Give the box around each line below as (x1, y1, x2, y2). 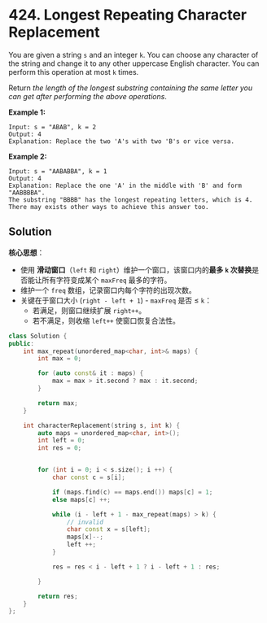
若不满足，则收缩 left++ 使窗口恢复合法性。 (32, 316, 181, 325)
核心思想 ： (8, 247, 45, 257)
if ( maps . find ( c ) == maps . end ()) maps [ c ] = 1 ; (51, 488, 213, 496)
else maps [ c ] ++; (51, 495, 112, 503)
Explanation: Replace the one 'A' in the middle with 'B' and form (8, 181, 243, 190)
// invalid (66, 518, 104, 526)
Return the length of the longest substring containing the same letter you (8, 83, 253, 93)
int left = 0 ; (37, 437, 85, 445)
